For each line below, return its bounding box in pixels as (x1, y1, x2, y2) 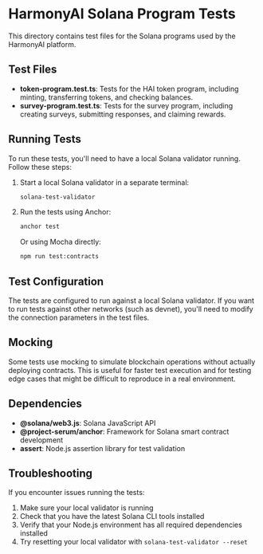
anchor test (19, 222, 60, 231)
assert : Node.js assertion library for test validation (19, 443, 186, 453)
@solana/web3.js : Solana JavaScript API (19, 418, 156, 427)
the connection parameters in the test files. (8, 312, 150, 322)
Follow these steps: (8, 162, 72, 171)
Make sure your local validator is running (19, 503, 154, 513)
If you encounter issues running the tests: (8, 488, 145, 497)
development (19, 435, 64, 445)
